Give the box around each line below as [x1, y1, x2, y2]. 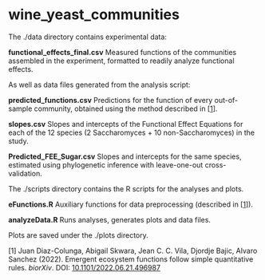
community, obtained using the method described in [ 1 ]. [34, 104, 218, 113]
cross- [204, 160, 227, 169]
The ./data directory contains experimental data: [8, 32, 168, 41]
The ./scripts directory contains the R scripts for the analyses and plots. [8, 183, 244, 193]
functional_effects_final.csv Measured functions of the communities [8, 47, 237, 57]
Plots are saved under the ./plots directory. [8, 230, 149, 240]
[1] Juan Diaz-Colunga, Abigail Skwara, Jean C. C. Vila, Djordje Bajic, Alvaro [8, 246, 258, 255]
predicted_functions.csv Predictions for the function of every [8, 95, 213, 105]
